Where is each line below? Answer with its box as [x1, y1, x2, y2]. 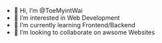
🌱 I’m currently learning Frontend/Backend [13, 21, 136, 29]
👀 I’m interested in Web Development [13, 14, 120, 22]
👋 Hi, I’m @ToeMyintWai [13, 7, 83, 14]
